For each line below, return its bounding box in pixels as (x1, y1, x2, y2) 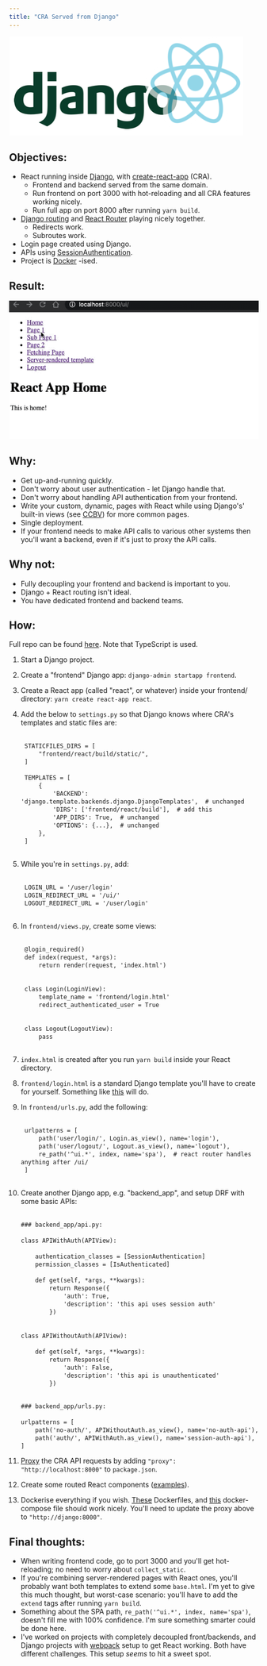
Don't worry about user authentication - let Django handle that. (20, 484, 227, 494)
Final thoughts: (9, 1535, 86, 1549)
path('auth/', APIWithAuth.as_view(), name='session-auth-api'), (35, 1434, 256, 1442)
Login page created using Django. (20, 239, 132, 249)
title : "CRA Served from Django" (9, 13, 120, 21)
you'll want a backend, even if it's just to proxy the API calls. (20, 534, 217, 544)
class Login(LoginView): (24, 985, 106, 994)
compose (20, 1504, 51, 1514)
